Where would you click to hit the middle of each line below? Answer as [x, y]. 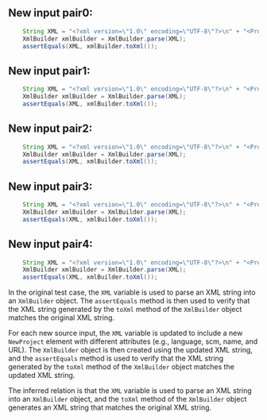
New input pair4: [50, 244]
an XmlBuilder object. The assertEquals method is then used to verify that [129, 301]
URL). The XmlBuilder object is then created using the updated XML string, [130, 350]
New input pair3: [50, 186]
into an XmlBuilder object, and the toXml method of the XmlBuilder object [128, 399]
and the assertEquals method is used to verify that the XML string [116, 358]
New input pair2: [50, 129]
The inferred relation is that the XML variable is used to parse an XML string [130, 391]
